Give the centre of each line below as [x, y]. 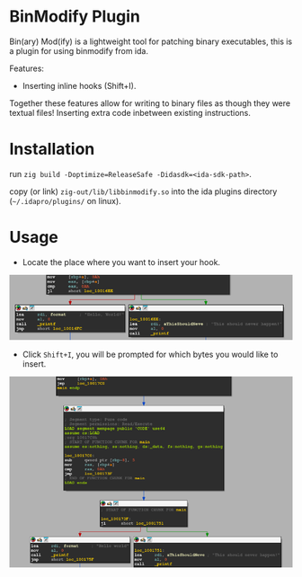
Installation [52, 149]
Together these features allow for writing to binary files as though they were [150, 103]
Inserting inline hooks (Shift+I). [79, 85]
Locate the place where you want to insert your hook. [121, 262]
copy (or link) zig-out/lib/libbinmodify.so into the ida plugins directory [143, 191]
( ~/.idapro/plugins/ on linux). [65, 200]
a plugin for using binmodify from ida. [79, 50]
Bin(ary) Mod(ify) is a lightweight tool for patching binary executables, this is [151, 41]
